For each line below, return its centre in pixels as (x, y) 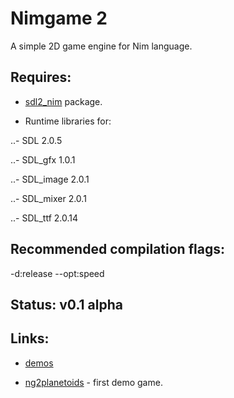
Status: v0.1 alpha (66, 304)
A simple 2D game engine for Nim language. (101, 46)
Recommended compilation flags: (117, 249)
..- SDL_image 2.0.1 (50, 179)
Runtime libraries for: (68, 121)
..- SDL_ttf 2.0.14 (44, 218)
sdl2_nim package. (63, 101)
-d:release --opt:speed (57, 273)
